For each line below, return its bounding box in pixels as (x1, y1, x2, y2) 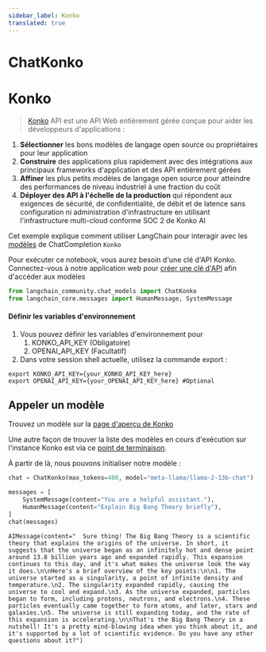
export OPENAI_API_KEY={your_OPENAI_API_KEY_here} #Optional (8, 376, 215, 385)
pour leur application (19, 148, 88, 157)
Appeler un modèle (8, 398, 105, 411)
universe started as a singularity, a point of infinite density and (8, 573, 244, 582)
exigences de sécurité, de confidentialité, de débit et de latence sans (19, 199, 246, 208)
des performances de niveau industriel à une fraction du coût (19, 182, 221, 191)
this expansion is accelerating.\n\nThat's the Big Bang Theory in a (8, 615, 244, 623)
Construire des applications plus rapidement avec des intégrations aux (19, 156, 253, 166)
